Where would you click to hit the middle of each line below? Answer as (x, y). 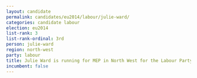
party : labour (23, 55)
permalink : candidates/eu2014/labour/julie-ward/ (68, 17)
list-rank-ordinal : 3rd (35, 39)
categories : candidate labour (43, 22)
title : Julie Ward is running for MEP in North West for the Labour (91, 60)
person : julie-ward (30, 45)
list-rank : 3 (22, 33)
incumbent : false (27, 66)
